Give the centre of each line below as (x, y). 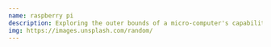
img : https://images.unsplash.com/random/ (81, 30)
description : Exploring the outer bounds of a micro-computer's (119, 23)
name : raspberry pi (41, 16)
